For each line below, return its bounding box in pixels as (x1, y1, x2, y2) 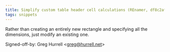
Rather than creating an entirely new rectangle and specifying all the (5, 26, 148, 32)
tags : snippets (5, 12, 37, 17)
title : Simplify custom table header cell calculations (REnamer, (5, 7, 148, 13)
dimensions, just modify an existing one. (5, 31, 90, 37)
